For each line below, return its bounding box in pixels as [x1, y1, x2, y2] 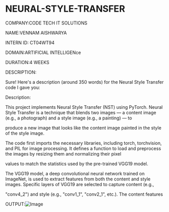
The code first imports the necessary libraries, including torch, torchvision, [5, 140, 162, 146]
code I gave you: [5, 84, 40, 90]
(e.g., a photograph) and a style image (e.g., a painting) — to [5, 115, 132, 121]
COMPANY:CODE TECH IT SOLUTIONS [5, 20, 88, 26]
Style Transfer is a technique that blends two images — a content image [5, 109, 156, 115]
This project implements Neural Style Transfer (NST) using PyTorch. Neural [5, 104, 163, 110]
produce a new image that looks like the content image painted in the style [5, 125, 162, 131]
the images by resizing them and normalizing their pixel [5, 150, 121, 157]
